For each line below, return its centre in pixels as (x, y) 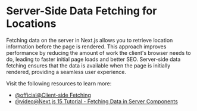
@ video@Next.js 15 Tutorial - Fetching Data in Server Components (96, 101)
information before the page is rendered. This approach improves (86, 47)
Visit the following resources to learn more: (59, 83)
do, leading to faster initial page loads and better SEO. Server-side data (93, 59)
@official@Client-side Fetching (53, 95)
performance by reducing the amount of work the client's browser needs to (99, 53)
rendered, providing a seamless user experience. (66, 72)
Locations (31, 24)
